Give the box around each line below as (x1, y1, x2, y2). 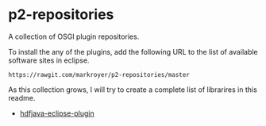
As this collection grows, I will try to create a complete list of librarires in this (8, 85, 258, 94)
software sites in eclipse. (8, 55, 90, 65)
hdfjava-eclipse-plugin (19, 109, 94, 118)
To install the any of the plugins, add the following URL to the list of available (8, 47, 258, 56)
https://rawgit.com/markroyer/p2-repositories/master (8, 71, 191, 78)
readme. (8, 93, 36, 102)
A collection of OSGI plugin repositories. (8, 32, 140, 41)
